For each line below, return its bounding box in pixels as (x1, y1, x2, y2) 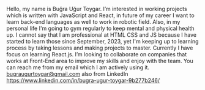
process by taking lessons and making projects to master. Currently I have (6, 44, 193, 51)
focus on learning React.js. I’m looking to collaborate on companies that (6, 51, 187, 58)
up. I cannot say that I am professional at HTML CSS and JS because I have (6, 31, 197, 39)
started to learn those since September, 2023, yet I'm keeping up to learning (6, 38, 199, 45)
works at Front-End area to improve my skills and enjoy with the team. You (6, 58, 194, 64)
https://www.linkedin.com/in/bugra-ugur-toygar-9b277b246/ (6, 77, 160, 84)
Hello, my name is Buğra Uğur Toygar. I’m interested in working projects (6, 6, 188, 12)
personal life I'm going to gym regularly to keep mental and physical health (6, 24, 195, 32)
